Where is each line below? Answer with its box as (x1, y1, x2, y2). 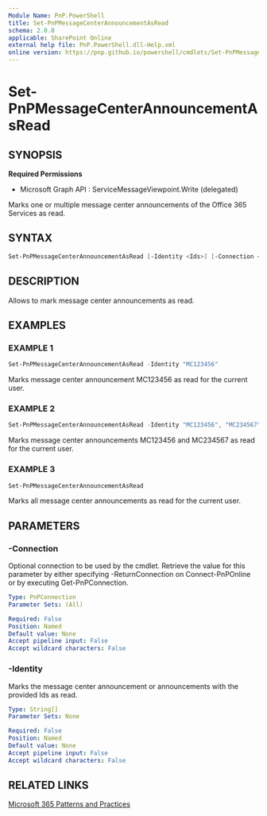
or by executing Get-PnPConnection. (8, 578, 129, 588)
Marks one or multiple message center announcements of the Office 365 (8, 200, 247, 209)
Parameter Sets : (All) (8, 601, 83, 609)
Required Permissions (8, 169, 83, 179)
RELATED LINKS (8, 779, 89, 792)
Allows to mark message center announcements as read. (8, 296, 195, 305)
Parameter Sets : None (8, 713, 80, 721)
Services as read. (8, 208, 66, 218)
